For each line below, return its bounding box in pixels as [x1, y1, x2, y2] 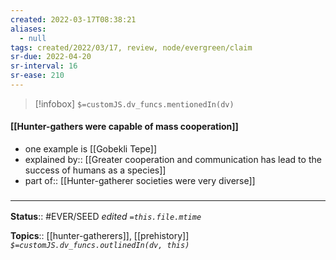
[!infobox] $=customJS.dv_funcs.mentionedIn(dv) [34, 97, 235, 110]
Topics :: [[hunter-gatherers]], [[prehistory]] [10, 230, 190, 242]
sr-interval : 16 [10, 61, 78, 71]
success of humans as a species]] [24, 164, 167, 176]
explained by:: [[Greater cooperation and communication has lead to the [24, 154, 322, 166]
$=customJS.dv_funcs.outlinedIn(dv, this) [10, 241, 190, 251]
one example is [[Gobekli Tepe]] [24, 143, 158, 155]
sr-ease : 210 [10, 71, 65, 81]
